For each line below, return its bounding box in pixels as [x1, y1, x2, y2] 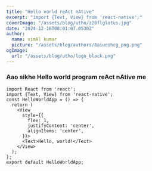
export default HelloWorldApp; [6, 159, 84, 165]
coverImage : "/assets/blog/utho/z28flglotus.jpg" [6, 20, 132, 26]
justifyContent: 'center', [27, 123, 95, 129]
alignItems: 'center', [27, 128, 84, 134]
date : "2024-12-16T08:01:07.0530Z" [6, 25, 95, 32]
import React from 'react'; [6, 86, 76, 92]
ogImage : [6, 48, 28, 54]
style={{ [21, 112, 44, 118]
